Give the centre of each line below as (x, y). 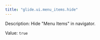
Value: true (17, 33)
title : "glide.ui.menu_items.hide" (42, 10)
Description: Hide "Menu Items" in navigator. (50, 23)
